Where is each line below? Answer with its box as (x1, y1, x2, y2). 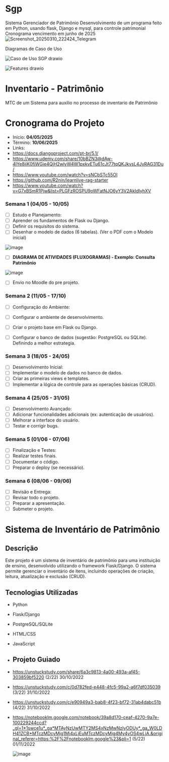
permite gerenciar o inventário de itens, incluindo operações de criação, (5, 568, 155, 574)
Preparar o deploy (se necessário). (12, 464, 84, 470)
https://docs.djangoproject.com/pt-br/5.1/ (12, 150, 99, 156)
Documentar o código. (12, 458, 59, 465)
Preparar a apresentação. (12, 500, 66, 506)
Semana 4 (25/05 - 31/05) (5, 394, 70, 401)
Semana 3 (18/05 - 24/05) (5, 352, 70, 359)
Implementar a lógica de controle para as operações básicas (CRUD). (12, 381, 157, 387)
